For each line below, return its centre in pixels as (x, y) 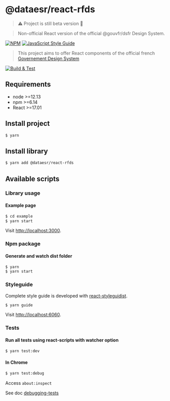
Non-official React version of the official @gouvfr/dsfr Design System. (91, 33)
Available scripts (32, 179)
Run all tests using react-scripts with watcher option (62, 340)
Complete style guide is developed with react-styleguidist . (66, 296)
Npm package (23, 244)
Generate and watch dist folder (39, 256)
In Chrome (17, 362)
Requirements (28, 84)
